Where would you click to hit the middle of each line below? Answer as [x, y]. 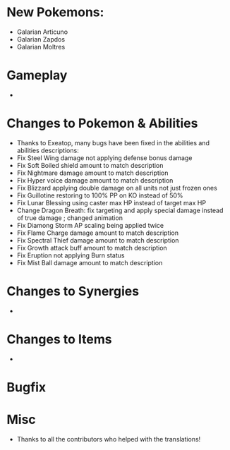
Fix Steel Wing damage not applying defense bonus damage [104, 158]
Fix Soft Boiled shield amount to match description [90, 165]
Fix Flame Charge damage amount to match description [98, 233]
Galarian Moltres [41, 47]
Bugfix [26, 387]
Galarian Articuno [42, 32]
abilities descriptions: [48, 150]
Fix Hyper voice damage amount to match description [95, 180]
